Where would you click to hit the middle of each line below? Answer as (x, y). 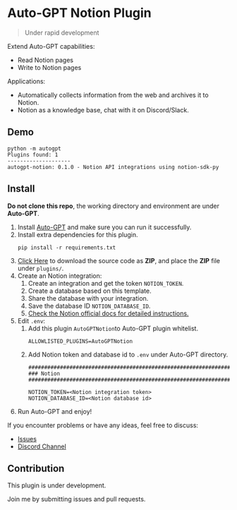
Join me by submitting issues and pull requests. (77, 499)
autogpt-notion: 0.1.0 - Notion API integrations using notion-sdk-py (113, 167)
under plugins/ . (41, 268)
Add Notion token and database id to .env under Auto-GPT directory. (128, 354)
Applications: (26, 81)
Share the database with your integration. (88, 298)
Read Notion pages (45, 60)
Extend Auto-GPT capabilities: (51, 46)
